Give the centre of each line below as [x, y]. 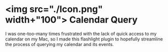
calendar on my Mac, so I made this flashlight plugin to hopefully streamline [84, 39]
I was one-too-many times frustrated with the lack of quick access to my [81, 33]
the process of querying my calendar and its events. [59, 44]
